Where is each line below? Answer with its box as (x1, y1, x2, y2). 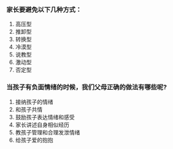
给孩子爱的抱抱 (15, 136, 53, 144)
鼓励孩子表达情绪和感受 (15, 113, 75, 120)
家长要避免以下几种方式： (6, 5, 82, 13)
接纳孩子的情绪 (15, 98, 53, 105)
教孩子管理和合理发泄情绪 (15, 128, 80, 136)
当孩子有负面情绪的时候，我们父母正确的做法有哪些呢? (6, 83, 167, 92)
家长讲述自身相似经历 (15, 121, 69, 128)
